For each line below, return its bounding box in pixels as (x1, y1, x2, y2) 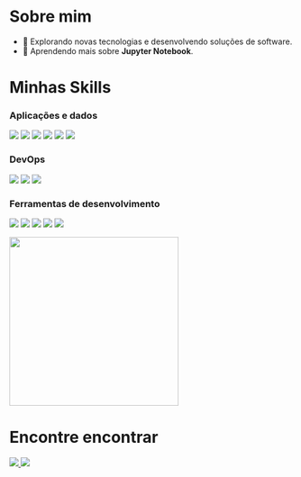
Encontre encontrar (9, 427, 159, 447)
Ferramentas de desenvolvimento (9, 197, 160, 210)
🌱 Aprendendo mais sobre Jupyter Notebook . (22, 45, 194, 56)
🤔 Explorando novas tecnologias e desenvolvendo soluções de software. (22, 36, 293, 47)
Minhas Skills (9, 77, 112, 98)
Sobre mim (9, 6, 92, 27)
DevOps (9, 153, 46, 166)
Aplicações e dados (9, 110, 98, 122)
